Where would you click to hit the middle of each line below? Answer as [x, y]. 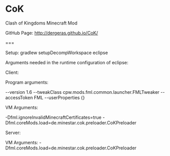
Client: [12, 72]
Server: [13, 133]
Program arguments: [27, 82]
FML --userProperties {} [59, 97]
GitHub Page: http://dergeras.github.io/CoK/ [52, 33]
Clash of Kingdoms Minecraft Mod [41, 23]
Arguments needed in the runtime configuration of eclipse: [67, 62]
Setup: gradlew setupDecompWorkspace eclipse [57, 53]
